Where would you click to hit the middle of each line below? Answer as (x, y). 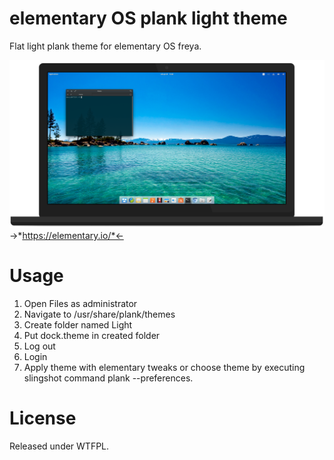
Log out (39, 346)
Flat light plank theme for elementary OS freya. (105, 46)
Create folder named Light (78, 325)
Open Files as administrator (80, 304)
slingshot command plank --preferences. (108, 378)
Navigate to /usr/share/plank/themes (99, 314)
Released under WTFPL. (59, 446)
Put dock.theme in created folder (92, 336)
